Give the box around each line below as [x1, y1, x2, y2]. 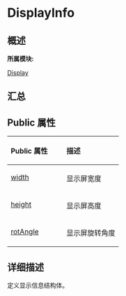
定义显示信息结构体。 [7, 281, 68, 290]
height [10, 200, 32, 210]
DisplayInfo [7, 5, 75, 21]
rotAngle [10, 227, 40, 236]
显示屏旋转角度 [66, 228, 116, 238]
